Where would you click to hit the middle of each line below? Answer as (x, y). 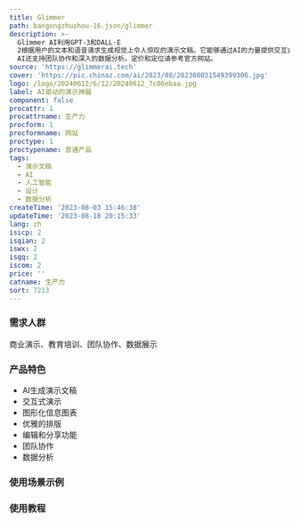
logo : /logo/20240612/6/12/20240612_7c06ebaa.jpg (103, 84)
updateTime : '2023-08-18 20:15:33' (75, 216)
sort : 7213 (29, 290)
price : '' (28, 274)
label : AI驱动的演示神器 (50, 92)
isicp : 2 (25, 232)
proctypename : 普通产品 (50, 149)
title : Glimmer (37, 17)
